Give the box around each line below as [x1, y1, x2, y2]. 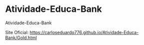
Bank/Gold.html [5, 35, 37, 41]
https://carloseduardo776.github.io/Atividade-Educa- [29, 29, 139, 35]
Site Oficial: [5, 29, 29, 35]
